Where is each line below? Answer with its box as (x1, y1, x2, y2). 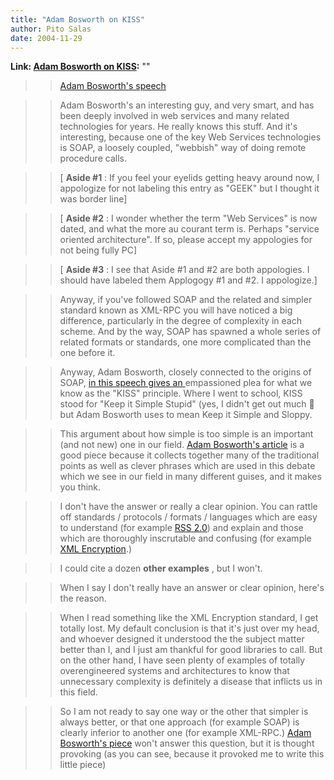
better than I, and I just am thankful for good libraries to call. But (59, 644, 323, 656)
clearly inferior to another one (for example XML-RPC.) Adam (59, 727, 312, 739)
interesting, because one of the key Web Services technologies (59, 131, 322, 143)
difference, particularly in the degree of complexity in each (59, 315, 302, 327)
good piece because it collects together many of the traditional (59, 449, 320, 461)
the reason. (59, 592, 107, 605)
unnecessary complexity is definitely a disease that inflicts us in (59, 676, 323, 688)
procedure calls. (59, 152, 127, 165)
